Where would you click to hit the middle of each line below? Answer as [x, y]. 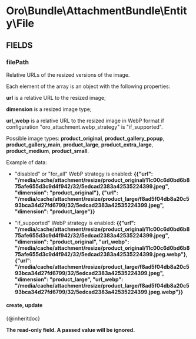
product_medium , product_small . [48, 151]
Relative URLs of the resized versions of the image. [68, 74]
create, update [24, 305]
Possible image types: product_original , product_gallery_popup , [85, 138]
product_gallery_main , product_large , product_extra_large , [80, 144]
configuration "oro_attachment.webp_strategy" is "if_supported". [84, 127]
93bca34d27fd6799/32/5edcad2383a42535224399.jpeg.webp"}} [99, 292]
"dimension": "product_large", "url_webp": [69, 279]
